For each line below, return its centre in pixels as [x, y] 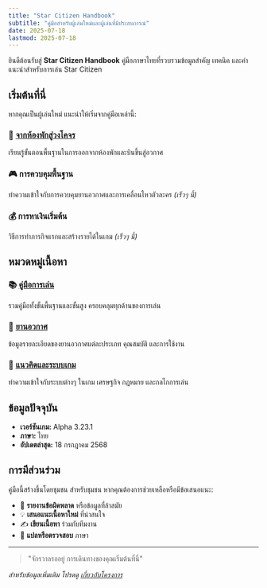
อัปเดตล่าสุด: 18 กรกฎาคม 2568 [64, 445]
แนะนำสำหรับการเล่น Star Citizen [55, 69]
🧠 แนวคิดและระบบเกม [42, 364]
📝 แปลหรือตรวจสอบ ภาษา [54, 535]
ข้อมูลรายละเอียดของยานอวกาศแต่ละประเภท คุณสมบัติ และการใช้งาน [97, 344]
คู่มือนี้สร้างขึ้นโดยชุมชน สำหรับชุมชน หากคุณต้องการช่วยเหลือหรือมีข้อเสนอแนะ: [111, 489]
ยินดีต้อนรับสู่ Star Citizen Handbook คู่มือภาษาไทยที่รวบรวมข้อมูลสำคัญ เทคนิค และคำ [128, 60]
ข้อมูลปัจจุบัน [33, 408]
